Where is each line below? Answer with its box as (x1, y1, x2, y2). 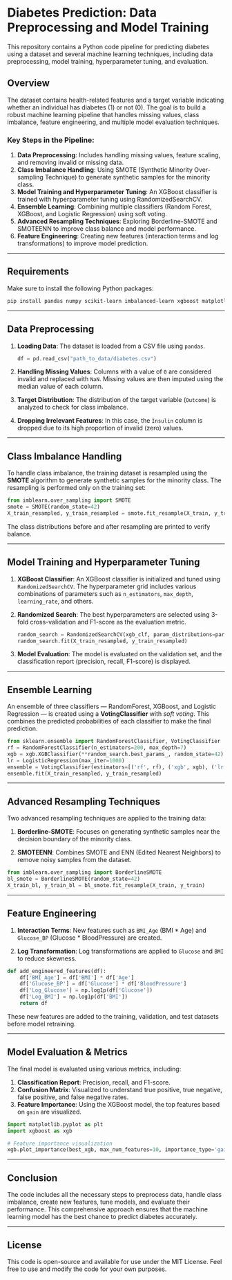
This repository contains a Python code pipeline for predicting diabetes (7, 42, 209, 51)
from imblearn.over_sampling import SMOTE (7, 497, 131, 504)
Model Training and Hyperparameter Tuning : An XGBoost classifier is (17, 188, 217, 196)
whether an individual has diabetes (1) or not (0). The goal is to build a (7, 103, 206, 112)
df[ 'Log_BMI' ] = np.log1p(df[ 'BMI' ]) (19, 993, 128, 1001)
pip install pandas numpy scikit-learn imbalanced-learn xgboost (7, 297, 199, 304)
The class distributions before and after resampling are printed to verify (7, 522, 211, 531)
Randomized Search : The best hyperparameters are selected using (17, 610, 210, 618)
